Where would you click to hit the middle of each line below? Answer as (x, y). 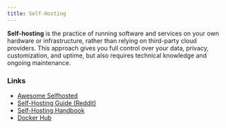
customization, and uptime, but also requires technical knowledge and (107, 55)
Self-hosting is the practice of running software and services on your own (113, 33)
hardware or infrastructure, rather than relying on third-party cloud (102, 40)
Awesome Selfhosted (47, 95)
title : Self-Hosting (37, 13)
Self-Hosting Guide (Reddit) (57, 103)
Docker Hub (34, 118)
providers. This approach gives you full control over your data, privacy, (108, 48)
